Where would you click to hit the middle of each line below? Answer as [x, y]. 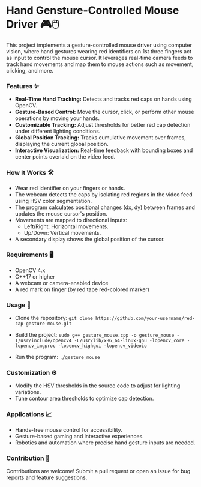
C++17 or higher [35, 276]
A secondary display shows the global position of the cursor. [90, 239]
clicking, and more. [30, 70]
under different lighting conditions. [58, 131]
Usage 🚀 [19, 305]
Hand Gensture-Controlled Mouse [93, 11]
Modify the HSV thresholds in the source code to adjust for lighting [97, 386]
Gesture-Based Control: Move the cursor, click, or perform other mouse [104, 112]
